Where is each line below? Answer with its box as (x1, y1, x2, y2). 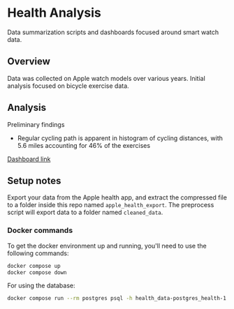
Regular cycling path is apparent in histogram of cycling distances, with (17, 134, 224, 142)
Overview (7, 56, 51, 68)
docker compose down (7, 269, 68, 276)
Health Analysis (7, 5, 101, 21)
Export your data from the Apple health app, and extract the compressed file (7, 193, 227, 202)
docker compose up (7, 262, 61, 269)
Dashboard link (7, 155, 51, 163)
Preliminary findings (7, 120, 65, 128)
